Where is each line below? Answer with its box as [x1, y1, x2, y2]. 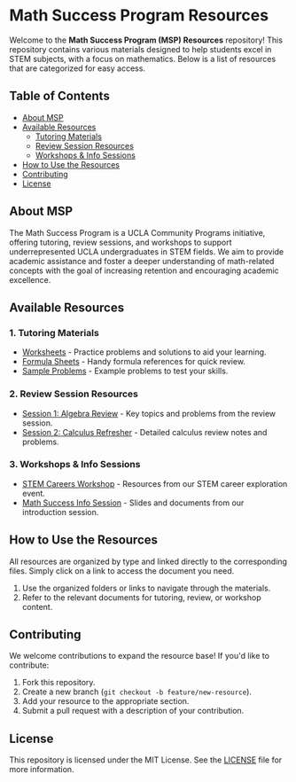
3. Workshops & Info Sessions [9, 458, 141, 471]
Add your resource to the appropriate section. [21, 696, 190, 707]
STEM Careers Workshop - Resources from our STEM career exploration [21, 478, 288, 489]
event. [21, 488, 46, 498]
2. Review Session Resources [9, 387, 139, 400]
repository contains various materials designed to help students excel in [9, 43, 272, 54]
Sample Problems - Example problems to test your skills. [21, 365, 229, 377]
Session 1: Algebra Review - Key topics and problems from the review [21, 408, 277, 418]
